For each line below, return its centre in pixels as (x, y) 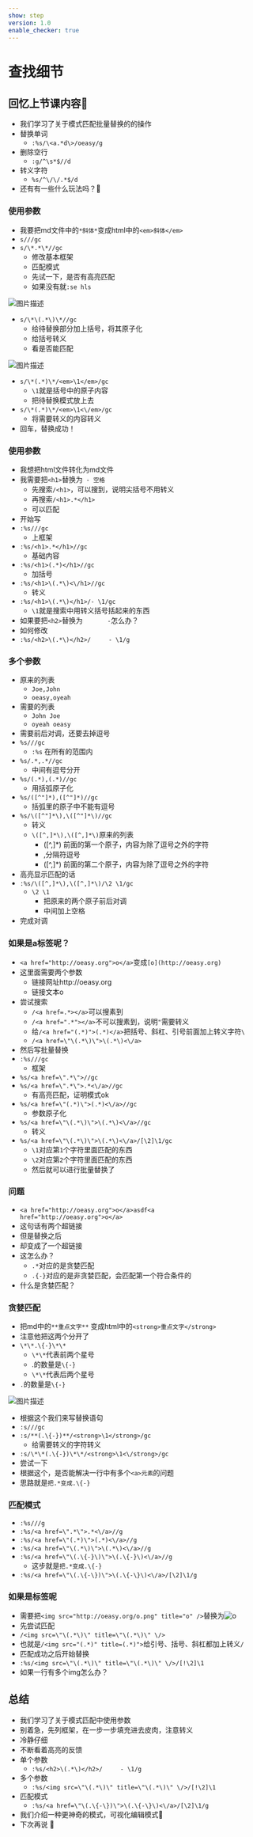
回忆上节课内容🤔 (48, 103)
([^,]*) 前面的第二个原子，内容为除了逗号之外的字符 (126, 864)
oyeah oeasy (51, 725)
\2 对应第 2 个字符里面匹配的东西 (82, 1160)
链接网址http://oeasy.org (72, 981)
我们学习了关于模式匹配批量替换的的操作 (85, 124)
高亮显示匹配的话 (47, 875)
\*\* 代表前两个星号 (63, 1355)
